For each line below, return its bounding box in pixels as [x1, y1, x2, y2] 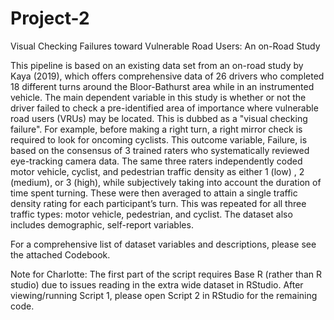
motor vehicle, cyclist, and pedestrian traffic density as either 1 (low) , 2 [10, 165, 305, 177]
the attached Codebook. [10, 248, 111, 261]
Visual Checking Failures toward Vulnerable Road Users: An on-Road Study [10, 40, 321, 52]
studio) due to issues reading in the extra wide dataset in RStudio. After [10, 278, 304, 291]
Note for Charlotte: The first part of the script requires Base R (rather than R [10, 268, 322, 280]
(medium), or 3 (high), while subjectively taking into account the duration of [10, 176, 322, 188]
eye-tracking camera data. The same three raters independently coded [10, 155, 303, 167]
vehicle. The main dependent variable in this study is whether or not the [10, 91, 307, 103]
